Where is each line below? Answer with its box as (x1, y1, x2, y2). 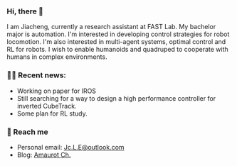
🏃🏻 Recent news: (6, 70, 67, 80)
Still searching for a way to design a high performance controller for (16, 94, 216, 102)
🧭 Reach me (6, 127, 48, 137)
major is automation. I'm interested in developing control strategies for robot (6, 30, 230, 38)
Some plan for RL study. (16, 109, 88, 118)
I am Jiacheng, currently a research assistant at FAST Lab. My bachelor (6, 23, 216, 31)
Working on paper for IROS (16, 87, 97, 95)
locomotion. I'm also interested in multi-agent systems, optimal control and (6, 38, 226, 46)
